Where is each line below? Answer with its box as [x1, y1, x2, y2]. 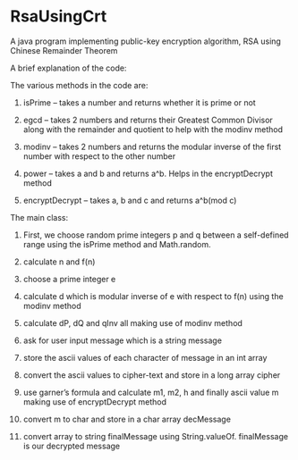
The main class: [10, 212, 69, 222]
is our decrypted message [22, 440, 120, 451]
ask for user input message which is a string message [22, 335, 223, 346]
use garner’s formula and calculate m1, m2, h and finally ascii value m [22, 387, 279, 397]
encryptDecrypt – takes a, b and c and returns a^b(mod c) [22, 195, 237, 205]
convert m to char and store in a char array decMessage [22, 414, 232, 424]
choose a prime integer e [22, 273, 116, 284]
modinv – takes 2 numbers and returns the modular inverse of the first [22, 141, 282, 152]
